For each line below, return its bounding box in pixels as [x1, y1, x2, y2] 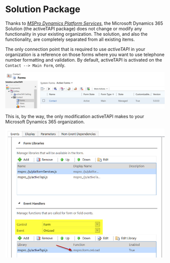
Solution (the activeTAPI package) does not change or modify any [5, 25, 142, 31]
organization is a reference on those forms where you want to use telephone [5, 51, 165, 58]
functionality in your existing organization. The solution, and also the [5, 31, 148, 37]
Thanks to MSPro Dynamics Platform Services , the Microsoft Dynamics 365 [5, 20, 163, 26]
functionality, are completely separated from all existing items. [5, 36, 135, 42]
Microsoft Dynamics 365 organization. [5, 119, 85, 125]
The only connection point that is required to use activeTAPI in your [5, 46, 146, 52]
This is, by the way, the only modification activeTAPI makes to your [5, 114, 144, 120]
